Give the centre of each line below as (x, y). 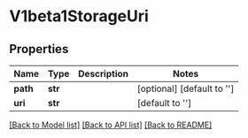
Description (103, 74)
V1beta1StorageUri (79, 16)
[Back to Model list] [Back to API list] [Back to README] (111, 125)
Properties (39, 49)
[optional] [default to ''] (186, 88)
